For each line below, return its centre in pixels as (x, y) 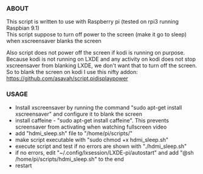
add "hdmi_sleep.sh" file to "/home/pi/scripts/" (74, 133)
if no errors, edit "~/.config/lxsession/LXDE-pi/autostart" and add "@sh (105, 152)
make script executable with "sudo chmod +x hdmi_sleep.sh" (92, 139)
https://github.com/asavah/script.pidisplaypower (67, 79)
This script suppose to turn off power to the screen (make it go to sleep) (97, 35)
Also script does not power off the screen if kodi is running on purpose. (96, 53)
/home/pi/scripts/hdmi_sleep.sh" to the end (70, 159)
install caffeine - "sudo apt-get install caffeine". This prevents (92, 120)
